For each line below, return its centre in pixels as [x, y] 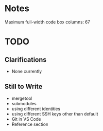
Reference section [30, 124]
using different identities [36, 109]
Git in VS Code [26, 119]
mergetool [22, 98]
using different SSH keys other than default [55, 114]
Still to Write [24, 86]
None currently [27, 71]
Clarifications [26, 60]
